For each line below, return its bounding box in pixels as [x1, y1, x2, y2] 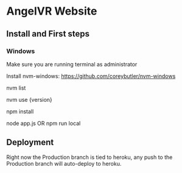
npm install [6, 108, 34, 115]
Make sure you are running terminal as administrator [6, 60, 138, 68]
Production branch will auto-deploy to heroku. [6, 160, 122, 167]
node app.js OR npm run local [6, 119, 81, 127]
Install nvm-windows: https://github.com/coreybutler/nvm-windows [6, 72, 176, 80]
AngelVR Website [6, 4, 97, 18]
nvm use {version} [6, 96, 53, 103]
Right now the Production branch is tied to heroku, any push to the [6, 154, 173, 161]
